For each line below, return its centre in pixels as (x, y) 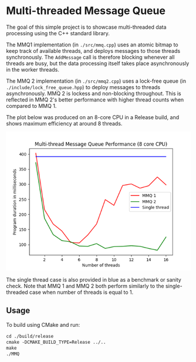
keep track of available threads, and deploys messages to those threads (93, 50)
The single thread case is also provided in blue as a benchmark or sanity (94, 279)
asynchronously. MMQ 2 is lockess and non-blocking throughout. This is (94, 93)
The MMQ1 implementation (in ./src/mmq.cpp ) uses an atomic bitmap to (92, 45)
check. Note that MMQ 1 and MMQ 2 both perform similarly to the (85, 286)
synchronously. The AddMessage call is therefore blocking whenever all (90, 57)
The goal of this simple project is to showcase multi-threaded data (86, 27)
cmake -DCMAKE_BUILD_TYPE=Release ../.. (56, 342)
